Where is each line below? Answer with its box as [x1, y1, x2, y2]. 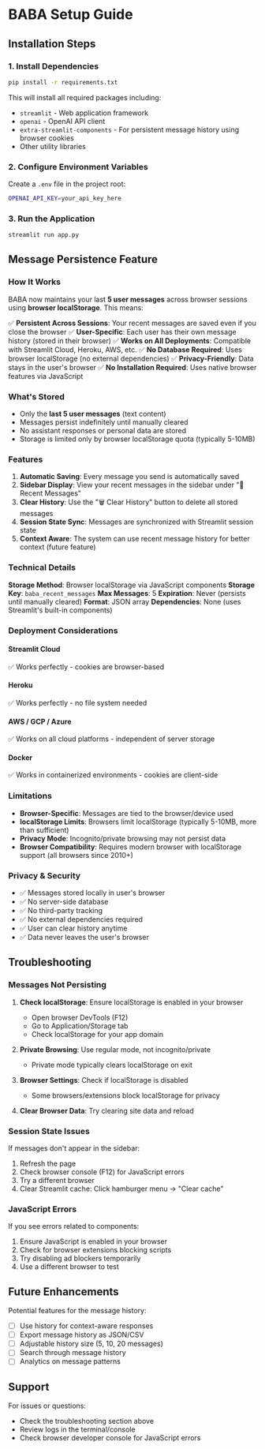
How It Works [8, 276, 62, 287]
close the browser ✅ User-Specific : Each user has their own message [8, 327, 237, 336]
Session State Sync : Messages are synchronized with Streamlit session [19, 517, 254, 526]
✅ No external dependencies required [19, 915, 144, 924]
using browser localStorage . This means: [8, 302, 144, 313]
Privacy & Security [8, 870, 81, 881]
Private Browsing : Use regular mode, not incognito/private [19, 1044, 211, 1054]
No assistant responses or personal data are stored [19, 426, 187, 436]
